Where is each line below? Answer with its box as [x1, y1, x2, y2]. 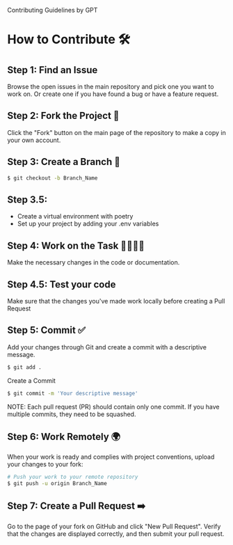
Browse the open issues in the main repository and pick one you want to [7, 83, 214, 90]
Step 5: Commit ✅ [7, 324, 86, 336]
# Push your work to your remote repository [7, 473, 138, 481]
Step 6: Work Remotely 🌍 [7, 431, 121, 443]
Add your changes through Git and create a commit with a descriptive [7, 342, 207, 351]
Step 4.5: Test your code [7, 278, 116, 290]
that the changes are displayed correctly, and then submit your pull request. [7, 529, 225, 538]
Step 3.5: [7, 193, 48, 205]
